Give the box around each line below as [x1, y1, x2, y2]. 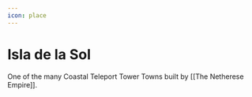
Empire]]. [7, 80, 37, 89]
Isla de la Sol [7, 45, 92, 63]
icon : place [7, 11, 47, 20]
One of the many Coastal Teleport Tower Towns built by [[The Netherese [7, 72, 244, 81]
